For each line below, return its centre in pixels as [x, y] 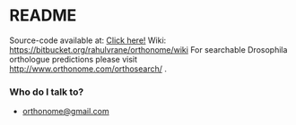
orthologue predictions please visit [73, 59]
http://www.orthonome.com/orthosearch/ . [88, 69]
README [43, 16]
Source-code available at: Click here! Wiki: [88, 40]
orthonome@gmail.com [65, 112]
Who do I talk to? [47, 92]
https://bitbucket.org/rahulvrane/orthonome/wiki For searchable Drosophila [148, 49]
